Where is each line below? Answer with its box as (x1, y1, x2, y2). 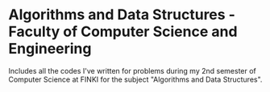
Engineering (8, 40, 92, 58)
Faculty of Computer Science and (8, 22, 238, 41)
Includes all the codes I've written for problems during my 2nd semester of (8, 66, 256, 75)
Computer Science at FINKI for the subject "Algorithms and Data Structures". (8, 74, 263, 84)
